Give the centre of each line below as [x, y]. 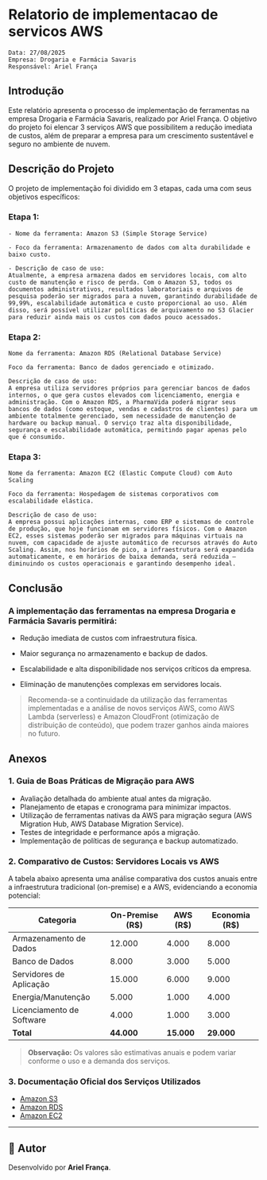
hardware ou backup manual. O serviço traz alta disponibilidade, [120, 423]
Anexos [28, 758]
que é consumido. [37, 437]
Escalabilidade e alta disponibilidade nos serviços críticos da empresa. [135, 669]
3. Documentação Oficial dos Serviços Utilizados [104, 1081]
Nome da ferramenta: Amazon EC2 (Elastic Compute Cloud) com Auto [120, 474]
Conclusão [36, 588]
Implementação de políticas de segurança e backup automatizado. [129, 840]
